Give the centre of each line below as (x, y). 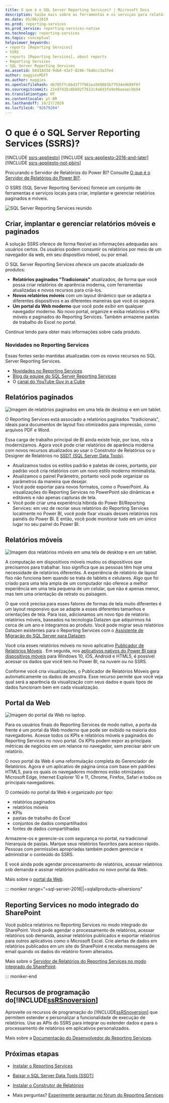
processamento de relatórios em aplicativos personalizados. (68, 1028)
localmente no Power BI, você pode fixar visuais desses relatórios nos (85, 513)
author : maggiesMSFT (27, 75)
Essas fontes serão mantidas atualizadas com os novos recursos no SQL (80, 356)
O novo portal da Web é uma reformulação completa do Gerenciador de (80, 761)
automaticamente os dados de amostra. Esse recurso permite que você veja (84, 676)
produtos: (15, 269)
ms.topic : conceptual (28, 38)
